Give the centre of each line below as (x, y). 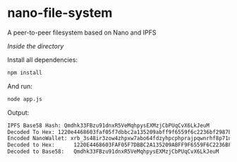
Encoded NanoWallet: (38, 139)
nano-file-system (60, 13)
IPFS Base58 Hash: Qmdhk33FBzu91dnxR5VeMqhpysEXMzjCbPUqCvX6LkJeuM (109, 125)
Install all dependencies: (42, 60)
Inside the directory (36, 46)
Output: (18, 112)
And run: (20, 86)
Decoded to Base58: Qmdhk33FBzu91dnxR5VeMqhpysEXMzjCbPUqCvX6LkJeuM (113, 152)
